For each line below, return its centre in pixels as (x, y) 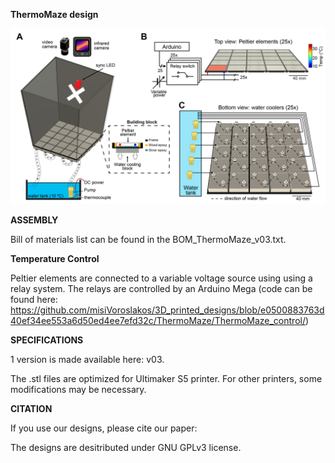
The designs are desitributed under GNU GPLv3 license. (126, 447)
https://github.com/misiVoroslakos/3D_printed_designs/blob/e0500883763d (167, 310)
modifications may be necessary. (78, 389)
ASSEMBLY (34, 220)
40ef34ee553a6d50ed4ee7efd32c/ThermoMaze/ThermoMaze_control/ (158, 320)
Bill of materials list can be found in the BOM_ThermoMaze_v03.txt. (148, 239)
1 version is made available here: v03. (87, 359)
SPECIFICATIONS (47, 340)
